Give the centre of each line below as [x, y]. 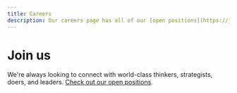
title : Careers [30, 14]
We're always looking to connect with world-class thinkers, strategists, [110, 75]
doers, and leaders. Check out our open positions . [80, 82]
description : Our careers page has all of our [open [86, 20]
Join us [29, 55]
